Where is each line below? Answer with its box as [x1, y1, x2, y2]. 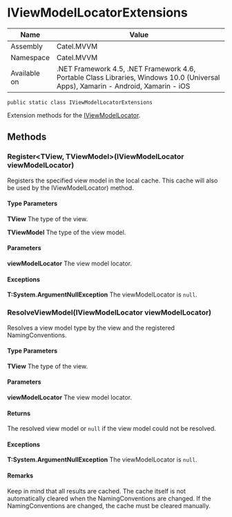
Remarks [7, 471, 34, 480]
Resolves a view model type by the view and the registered [7, 323, 175, 332]
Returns [7, 409, 31, 417]
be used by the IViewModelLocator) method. [7, 183, 135, 191]
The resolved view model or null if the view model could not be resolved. [7, 424, 216, 433]
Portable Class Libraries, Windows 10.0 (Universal [56, 73, 220, 82]
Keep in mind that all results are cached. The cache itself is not [7, 487, 186, 495]
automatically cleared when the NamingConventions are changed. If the [7, 494, 212, 502]
